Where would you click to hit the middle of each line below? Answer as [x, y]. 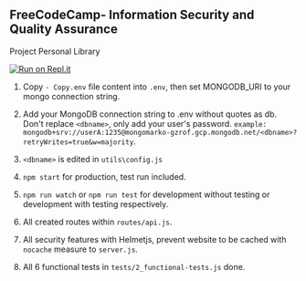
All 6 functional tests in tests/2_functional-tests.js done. [134, 266]
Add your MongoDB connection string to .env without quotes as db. [150, 114]
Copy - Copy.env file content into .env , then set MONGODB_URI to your [157, 87]
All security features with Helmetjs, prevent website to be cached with [154, 239]
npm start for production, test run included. [104, 176]
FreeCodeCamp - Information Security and [132, 15]
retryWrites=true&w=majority [78, 142]
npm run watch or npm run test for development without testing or [146, 194]
